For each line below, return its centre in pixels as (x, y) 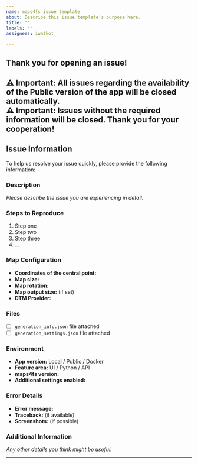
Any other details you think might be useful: (59, 449)
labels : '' (19, 28)
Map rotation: (32, 285)
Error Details (24, 395)
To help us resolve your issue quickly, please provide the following (87, 163)
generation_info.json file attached (57, 326)
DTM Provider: (33, 298)
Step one (26, 226)
